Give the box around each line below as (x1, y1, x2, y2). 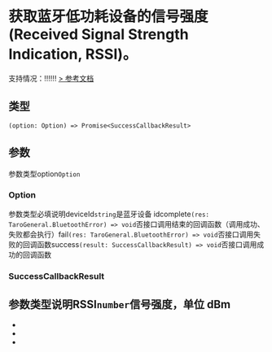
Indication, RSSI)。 (8, 46, 138, 63)
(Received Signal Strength (8, 25, 189, 44)
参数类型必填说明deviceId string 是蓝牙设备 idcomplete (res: (8, 209, 210, 219)
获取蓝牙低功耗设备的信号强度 (8, 7, 209, 26)
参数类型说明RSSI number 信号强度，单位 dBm (8, 298, 230, 311)
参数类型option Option (8, 168, 81, 179)
